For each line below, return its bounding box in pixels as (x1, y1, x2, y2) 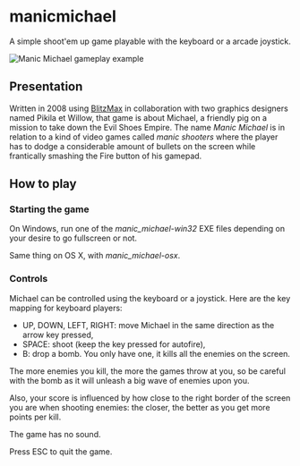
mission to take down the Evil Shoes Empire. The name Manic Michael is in (9, 122, 285, 132)
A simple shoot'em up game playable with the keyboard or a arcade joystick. (9, 36, 291, 47)
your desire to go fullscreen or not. (9, 233, 137, 243)
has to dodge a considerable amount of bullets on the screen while (9, 140, 256, 151)
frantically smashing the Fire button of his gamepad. (9, 150, 202, 161)
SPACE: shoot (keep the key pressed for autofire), (21, 338, 206, 350)
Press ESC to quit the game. (9, 445, 113, 457)
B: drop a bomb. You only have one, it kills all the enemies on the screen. (21, 348, 291, 359)
